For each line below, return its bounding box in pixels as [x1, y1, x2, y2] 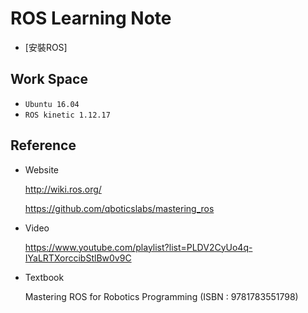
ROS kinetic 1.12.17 [24, 110, 111, 120]
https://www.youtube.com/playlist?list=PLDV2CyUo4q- [24, 241, 253, 253]
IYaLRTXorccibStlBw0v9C [24, 252, 132, 264]
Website [24, 163, 60, 176]
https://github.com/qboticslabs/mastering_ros [24, 202, 215, 214]
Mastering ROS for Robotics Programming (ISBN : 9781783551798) [24, 290, 299, 302]
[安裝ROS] [24, 41, 68, 53]
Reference [10, 137, 77, 154]
